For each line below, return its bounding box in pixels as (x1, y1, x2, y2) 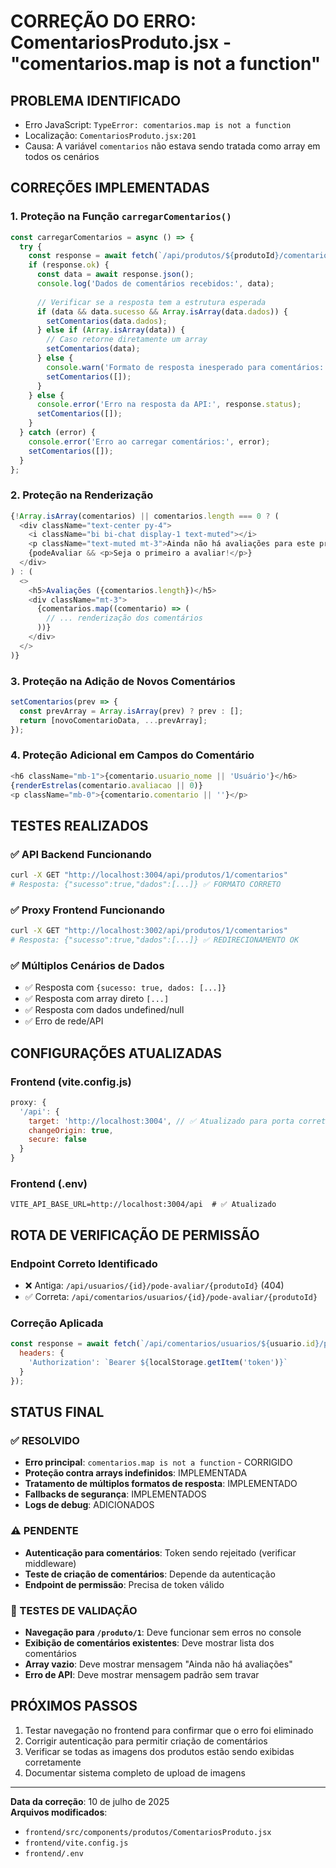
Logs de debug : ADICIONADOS (24, 1499, 155, 1511)
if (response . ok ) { (28, 260, 110, 270)
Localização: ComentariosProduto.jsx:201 (24, 130, 197, 141)
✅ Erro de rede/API (24, 1015, 104, 1027)
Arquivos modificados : (10, 1806, 108, 1818)
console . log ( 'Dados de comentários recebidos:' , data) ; (36, 279, 275, 289)
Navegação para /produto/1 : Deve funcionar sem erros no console (24, 1626, 302, 1638)
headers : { (19, 1348, 65, 1359)
